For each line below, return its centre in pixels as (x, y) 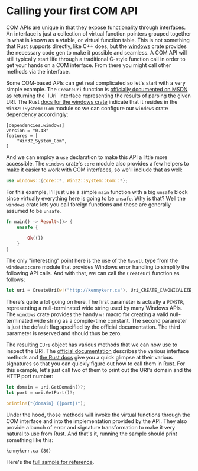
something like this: (30, 440)
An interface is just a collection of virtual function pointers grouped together (99, 33)
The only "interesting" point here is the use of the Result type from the (92, 261)
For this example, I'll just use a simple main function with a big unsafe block (97, 192)
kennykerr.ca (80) (29, 451)
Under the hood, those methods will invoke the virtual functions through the (98, 415)
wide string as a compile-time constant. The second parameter (110, 320)
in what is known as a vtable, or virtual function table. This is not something (98, 40)
